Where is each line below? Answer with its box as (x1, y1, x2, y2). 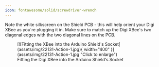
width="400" (84, 46, 110, 52)
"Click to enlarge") (80, 51, 118, 57)
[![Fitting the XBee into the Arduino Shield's (17, 41, 104, 47)
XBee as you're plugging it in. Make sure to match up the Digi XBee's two (5, 27, 152, 32)
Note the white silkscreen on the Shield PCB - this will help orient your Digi (5, 22, 155, 27)
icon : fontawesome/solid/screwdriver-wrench (5, 8, 97, 13)
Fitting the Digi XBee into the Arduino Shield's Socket (17, 56, 124, 62)
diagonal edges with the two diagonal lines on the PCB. (5, 32, 116, 38)
